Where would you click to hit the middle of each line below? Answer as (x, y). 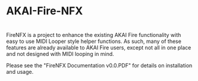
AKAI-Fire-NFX (45, 11)
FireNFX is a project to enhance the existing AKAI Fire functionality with (94, 35)
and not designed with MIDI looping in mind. (60, 54)
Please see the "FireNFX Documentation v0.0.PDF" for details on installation (99, 66)
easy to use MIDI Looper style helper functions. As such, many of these (94, 41)
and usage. (20, 72)
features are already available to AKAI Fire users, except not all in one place (99, 48)
